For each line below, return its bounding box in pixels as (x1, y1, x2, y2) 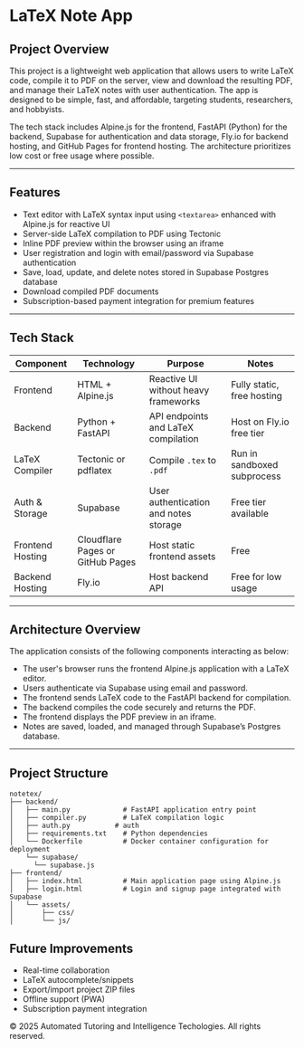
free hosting (230, 389, 283, 402)
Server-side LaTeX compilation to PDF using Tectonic (22, 228, 222, 239)
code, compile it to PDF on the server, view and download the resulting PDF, (9, 75, 293, 86)
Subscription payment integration (22, 1004, 147, 1015)
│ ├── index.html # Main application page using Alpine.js (9, 877, 281, 886)
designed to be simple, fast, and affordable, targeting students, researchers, (9, 94, 294, 105)
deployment (9, 845, 51, 854)
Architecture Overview (9, 622, 141, 638)
